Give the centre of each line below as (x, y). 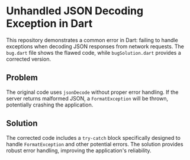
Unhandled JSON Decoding (75, 11)
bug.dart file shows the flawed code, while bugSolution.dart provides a (94, 52)
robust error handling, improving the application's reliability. (79, 150)
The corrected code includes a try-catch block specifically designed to (93, 137)
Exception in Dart (49, 23)
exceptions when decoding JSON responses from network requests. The (95, 46)
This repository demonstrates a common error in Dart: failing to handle (92, 40)
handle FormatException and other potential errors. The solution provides (95, 144)
